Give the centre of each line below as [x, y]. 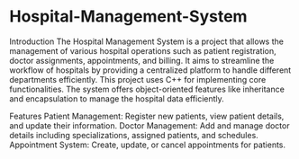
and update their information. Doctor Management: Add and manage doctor [149, 125]
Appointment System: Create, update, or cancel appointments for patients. [148, 145]
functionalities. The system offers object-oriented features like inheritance [147, 89]
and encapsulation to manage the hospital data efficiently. [117, 98]
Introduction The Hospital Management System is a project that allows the [146, 41]
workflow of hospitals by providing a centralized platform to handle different [150, 70]
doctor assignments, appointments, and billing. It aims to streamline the [142, 60]
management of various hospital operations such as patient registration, [143, 50]
